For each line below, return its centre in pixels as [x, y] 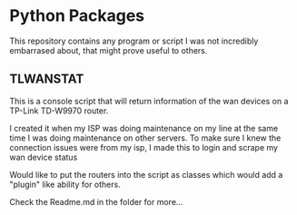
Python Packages [77, 16]
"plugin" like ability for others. [65, 184]
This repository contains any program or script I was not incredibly [134, 41]
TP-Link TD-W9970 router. [59, 111]
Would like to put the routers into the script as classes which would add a [146, 174]
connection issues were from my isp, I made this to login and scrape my [144, 147]
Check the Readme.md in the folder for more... [96, 201]
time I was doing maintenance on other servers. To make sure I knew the [145, 138]
